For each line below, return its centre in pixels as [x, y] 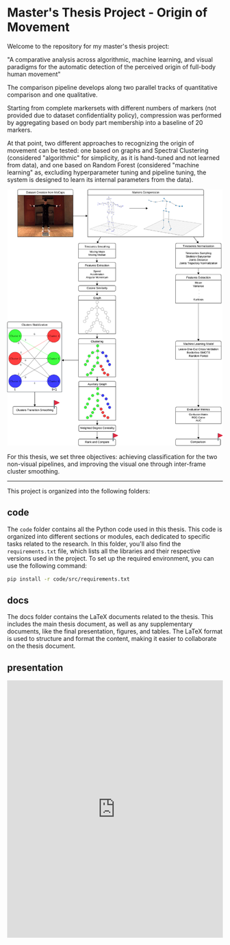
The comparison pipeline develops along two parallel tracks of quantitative [112, 87]
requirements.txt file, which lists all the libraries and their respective [104, 551]
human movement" [34, 74]
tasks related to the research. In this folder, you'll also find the [94, 544]
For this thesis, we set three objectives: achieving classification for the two [112, 456]
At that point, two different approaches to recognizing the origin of [101, 143]
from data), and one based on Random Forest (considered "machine [103, 165]
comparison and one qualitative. [52, 95]
